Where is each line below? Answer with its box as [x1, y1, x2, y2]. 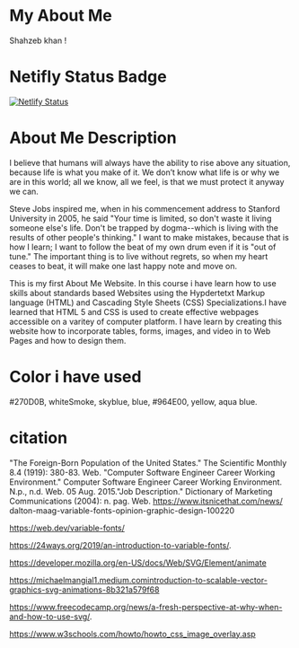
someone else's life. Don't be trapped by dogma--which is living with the [9, 222, 278, 233]
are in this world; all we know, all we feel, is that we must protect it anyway [9, 176, 285, 187]
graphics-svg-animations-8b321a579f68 [9, 584, 160, 595]
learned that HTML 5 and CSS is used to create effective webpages [9, 306, 259, 317]
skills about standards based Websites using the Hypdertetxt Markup [9, 287, 265, 298]
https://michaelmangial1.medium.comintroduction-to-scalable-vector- [9, 574, 268, 585]
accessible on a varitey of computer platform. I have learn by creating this [9, 316, 283, 327]
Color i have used [9, 367, 142, 387]
